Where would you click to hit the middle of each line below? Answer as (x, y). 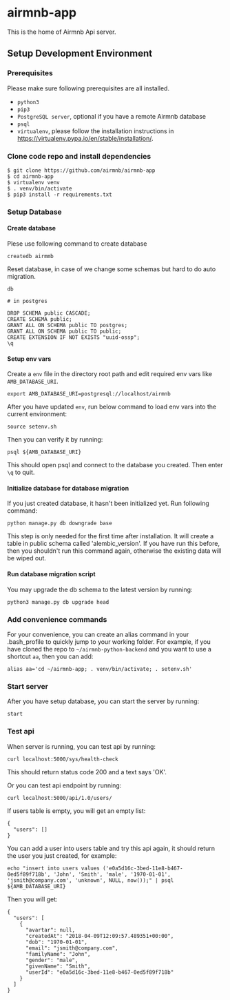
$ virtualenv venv (33, 182)
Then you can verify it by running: (55, 440)
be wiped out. (27, 558)
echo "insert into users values (53, 868)
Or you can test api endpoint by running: (64, 785)
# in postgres (28, 302)
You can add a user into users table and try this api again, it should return (111, 848)
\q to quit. (21, 472)
